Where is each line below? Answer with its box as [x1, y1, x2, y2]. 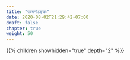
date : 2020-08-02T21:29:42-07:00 [6, 14, 89, 20]
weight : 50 [6, 31, 33, 37]
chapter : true [6, 25, 42, 31]
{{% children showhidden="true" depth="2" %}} [6, 47, 125, 54]
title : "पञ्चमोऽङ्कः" [6, 8, 50, 15]
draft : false [6, 20, 39, 26]
